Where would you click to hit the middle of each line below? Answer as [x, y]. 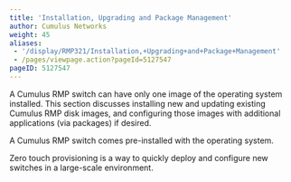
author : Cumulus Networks [58, 26]
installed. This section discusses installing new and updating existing [137, 103]
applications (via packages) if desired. [80, 122]
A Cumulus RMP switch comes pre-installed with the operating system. [141, 140]
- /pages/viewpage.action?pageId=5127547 [92, 60]
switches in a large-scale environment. [81, 168]
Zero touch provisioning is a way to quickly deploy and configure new [139, 158]
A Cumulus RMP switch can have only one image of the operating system [146, 94]
